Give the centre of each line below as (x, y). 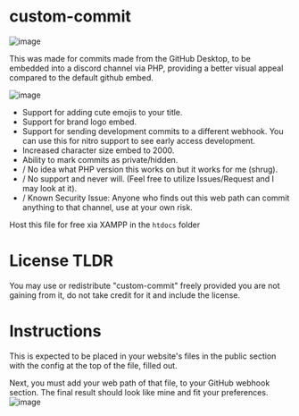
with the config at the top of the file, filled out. (93, 365)
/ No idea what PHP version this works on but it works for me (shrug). (150, 169)
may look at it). (50, 188)
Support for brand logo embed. (79, 122)
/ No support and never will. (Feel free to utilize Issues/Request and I (148, 178)
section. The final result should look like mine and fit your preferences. (139, 392)
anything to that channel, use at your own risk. (108, 207)
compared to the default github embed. (82, 77)
